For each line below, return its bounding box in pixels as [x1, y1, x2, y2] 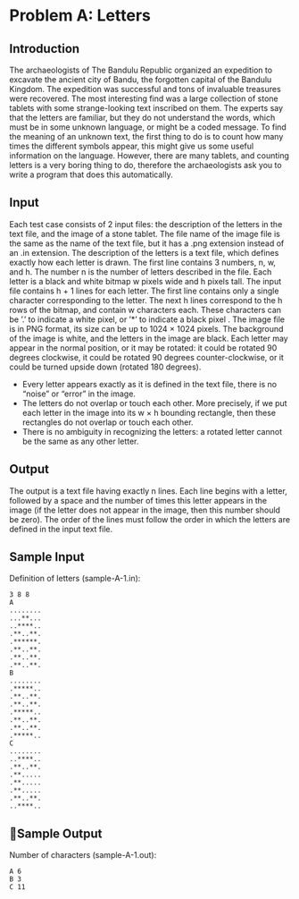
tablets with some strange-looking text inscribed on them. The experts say [9, 103, 284, 113]
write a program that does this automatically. [9, 169, 173, 180]
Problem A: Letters [9, 5, 152, 26]
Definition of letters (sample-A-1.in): [9, 573, 141, 584]
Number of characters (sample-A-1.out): [9, 850, 157, 861]
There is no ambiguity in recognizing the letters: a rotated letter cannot [21, 426, 283, 437]
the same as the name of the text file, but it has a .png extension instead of [9, 238, 285, 249]
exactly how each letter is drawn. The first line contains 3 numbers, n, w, [9, 257, 277, 267]
